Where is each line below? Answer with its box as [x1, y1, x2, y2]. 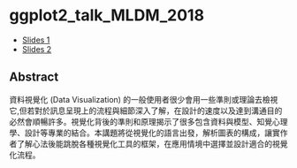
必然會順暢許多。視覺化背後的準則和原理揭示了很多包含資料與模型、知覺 [9, 116, 272, 126]
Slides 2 [21, 43, 52, 54]
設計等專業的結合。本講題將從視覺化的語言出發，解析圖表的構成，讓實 [24, 127, 280, 138]
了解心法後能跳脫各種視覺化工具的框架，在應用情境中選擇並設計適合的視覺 [16, 138, 288, 149]
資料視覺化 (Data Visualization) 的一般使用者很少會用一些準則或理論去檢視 [9, 94, 278, 104]
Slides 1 [21, 34, 50, 45]
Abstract [9, 70, 59, 85]
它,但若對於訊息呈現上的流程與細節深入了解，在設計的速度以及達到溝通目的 [9, 105, 283, 116]
